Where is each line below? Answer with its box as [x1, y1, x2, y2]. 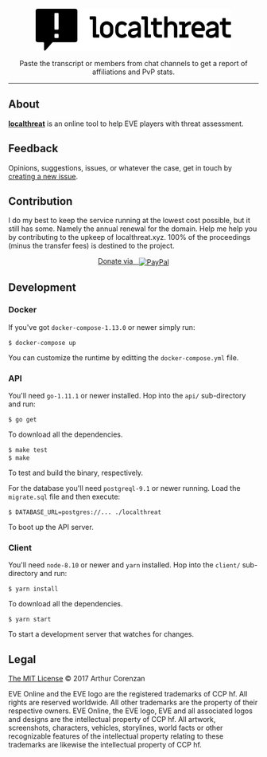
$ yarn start [8, 615, 52, 624]
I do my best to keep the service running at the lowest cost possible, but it [8, 216, 250, 226]
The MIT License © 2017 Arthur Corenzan [8, 674, 145, 684]
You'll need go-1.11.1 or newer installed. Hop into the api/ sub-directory [8, 391, 246, 401]
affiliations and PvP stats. [92, 67, 175, 76]
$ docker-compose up [8, 339, 77, 347]
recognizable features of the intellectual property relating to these [8, 732, 224, 741]
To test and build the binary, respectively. [8, 468, 144, 478]
